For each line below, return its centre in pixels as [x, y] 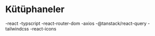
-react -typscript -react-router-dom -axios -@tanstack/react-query [76, 23]
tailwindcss [17, 28]
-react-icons [43, 28]
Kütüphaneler [35, 9]
